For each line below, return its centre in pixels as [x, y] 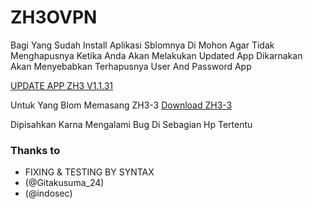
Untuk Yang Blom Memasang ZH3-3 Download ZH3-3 [121, 105]
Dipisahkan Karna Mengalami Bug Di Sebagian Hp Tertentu [131, 124]
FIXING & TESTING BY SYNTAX [89, 172]
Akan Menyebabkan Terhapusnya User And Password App [131, 66]
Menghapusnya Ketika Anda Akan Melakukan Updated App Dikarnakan [156, 55]
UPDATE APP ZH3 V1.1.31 [61, 85]
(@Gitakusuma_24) [64, 183]
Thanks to [35, 150]
